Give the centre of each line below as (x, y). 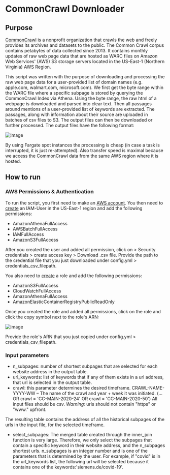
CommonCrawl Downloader (65, 9)
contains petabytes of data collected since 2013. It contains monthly (77, 51)
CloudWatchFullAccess (37, 291)
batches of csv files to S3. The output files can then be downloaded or (79, 120)
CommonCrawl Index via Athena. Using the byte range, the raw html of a (81, 98)
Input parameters (27, 355)
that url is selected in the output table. (52, 382)
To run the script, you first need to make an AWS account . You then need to (84, 203)
